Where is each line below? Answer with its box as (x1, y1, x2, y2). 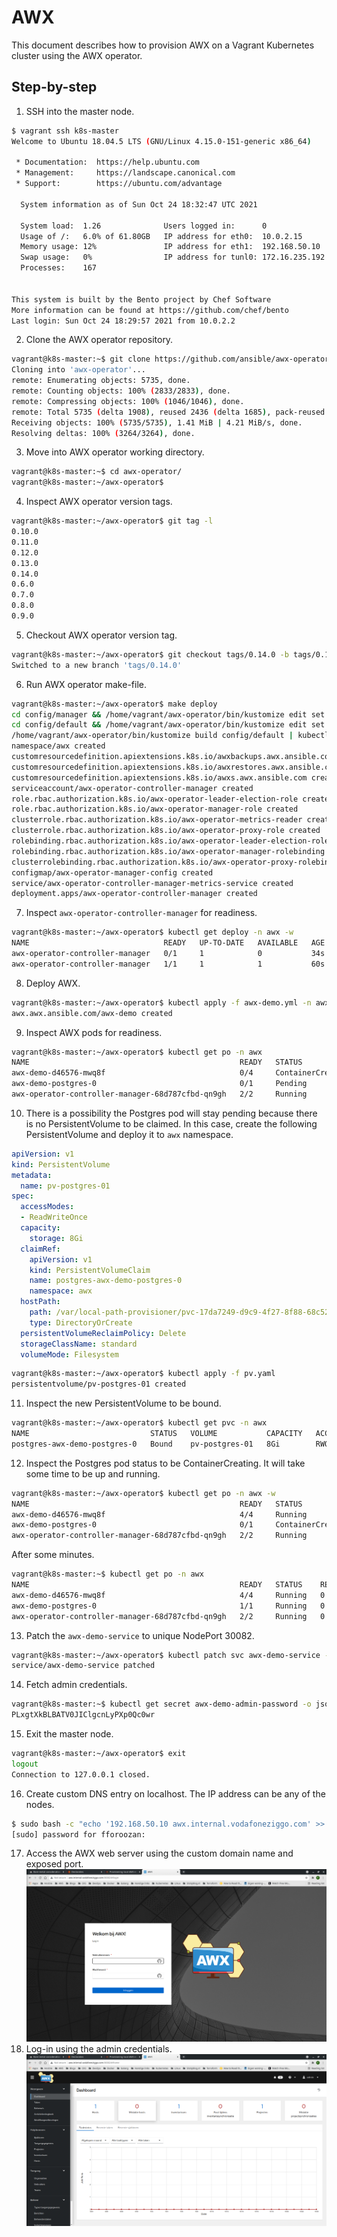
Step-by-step (11, 79, 98, 96)
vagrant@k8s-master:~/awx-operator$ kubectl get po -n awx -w (11, 1488, 276, 1498)
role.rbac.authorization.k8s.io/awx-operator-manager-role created (11, 804, 299, 815)
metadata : (11, 1170, 53, 1180)
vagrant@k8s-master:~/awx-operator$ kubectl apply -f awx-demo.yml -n (11, 997, 312, 1008)
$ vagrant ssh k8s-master (11, 126, 119, 136)
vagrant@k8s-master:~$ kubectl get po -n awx (11, 1569, 204, 1580)
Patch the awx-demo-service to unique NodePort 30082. (25, 1629, 255, 1641)
